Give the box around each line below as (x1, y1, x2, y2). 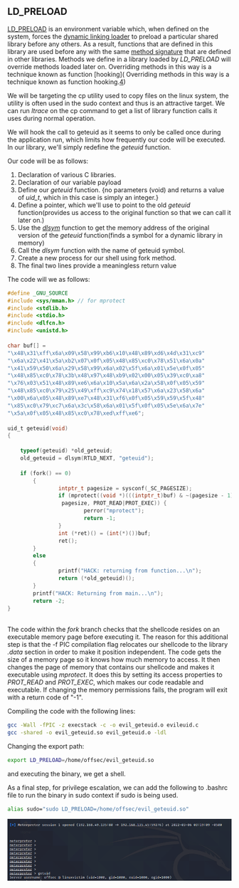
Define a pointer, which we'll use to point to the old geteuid (17, 201, 191, 209)
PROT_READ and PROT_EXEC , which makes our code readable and (7, 678, 204, 687)
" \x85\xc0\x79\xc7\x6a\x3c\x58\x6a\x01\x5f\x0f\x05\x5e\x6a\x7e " (7, 402, 205, 409)
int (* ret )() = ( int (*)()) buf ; (58, 529, 152, 536)
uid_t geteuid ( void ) (7, 425, 69, 432)
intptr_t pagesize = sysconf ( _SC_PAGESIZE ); (58, 485, 193, 492)
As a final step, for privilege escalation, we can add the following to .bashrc (7, 783, 228, 792)
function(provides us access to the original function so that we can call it (17, 208, 231, 216)
